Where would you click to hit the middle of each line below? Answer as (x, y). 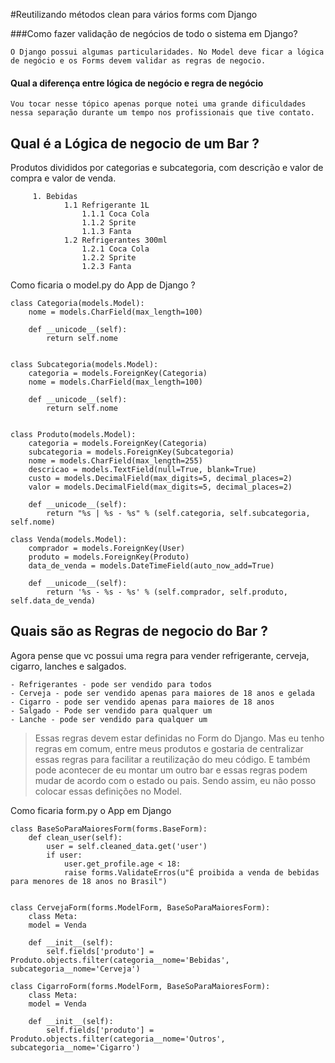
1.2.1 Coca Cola (115, 249)
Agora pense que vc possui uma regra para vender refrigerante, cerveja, (160, 655)
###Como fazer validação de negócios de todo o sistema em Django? (154, 33)
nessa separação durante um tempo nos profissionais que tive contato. (162, 113)
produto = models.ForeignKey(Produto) (109, 557)
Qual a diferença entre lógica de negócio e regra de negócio (137, 83)
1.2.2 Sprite (109, 258)
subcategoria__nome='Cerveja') (75, 969)
